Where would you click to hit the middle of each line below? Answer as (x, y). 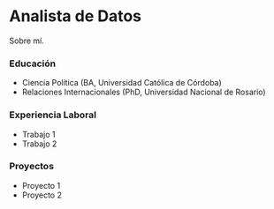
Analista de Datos (75, 16)
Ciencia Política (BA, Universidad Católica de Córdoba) (122, 83)
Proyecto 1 (41, 185)
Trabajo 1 (38, 134)
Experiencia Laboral (53, 115)
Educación (32, 63)
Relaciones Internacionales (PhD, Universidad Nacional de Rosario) (144, 92)
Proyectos (32, 167)
